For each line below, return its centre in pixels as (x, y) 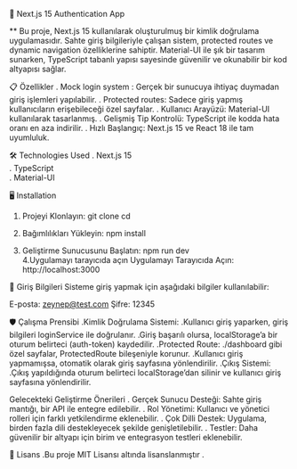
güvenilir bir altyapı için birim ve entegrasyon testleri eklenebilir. (126, 437)
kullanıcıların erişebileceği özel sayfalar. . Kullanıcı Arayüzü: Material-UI (140, 109)
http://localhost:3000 (61, 269)
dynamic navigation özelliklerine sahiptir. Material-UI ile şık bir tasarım (137, 50)
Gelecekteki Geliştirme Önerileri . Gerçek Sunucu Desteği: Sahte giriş (136, 399)
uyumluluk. (29, 137)
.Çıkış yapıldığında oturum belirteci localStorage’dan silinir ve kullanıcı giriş (145, 373)
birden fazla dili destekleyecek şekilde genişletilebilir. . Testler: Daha (134, 428)
